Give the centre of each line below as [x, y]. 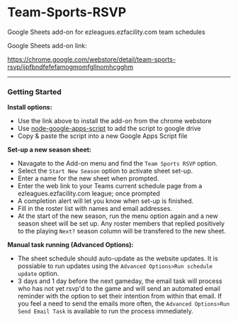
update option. [38, 274]
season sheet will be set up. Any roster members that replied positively [121, 224]
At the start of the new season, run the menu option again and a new [118, 216]
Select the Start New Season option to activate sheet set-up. [105, 171]
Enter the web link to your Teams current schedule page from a [110, 186]
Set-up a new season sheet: [50, 150]
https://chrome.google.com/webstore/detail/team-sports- [91, 59]
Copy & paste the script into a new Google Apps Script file [102, 136]
